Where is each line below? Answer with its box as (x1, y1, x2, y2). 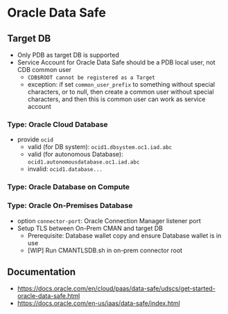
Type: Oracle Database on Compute (7, 182, 130, 192)
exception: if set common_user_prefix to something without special (27, 80, 216, 88)
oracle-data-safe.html (17, 292, 80, 300)
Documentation (7, 265, 76, 278)
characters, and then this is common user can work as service (27, 95, 206, 103)
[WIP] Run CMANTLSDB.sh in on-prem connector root (27, 246, 182, 254)
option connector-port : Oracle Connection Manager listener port (17, 216, 201, 225)
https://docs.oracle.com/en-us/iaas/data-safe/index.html (17, 299, 180, 308)
